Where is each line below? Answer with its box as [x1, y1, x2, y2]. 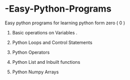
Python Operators [12, 49, 50, 55]
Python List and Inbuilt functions [12, 59, 81, 65]
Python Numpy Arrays [12, 69, 59, 75]
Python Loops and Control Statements [12, 39, 93, 46]
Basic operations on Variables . [12, 29, 77, 35]
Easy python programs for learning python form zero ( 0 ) [5, 20, 125, 26]
